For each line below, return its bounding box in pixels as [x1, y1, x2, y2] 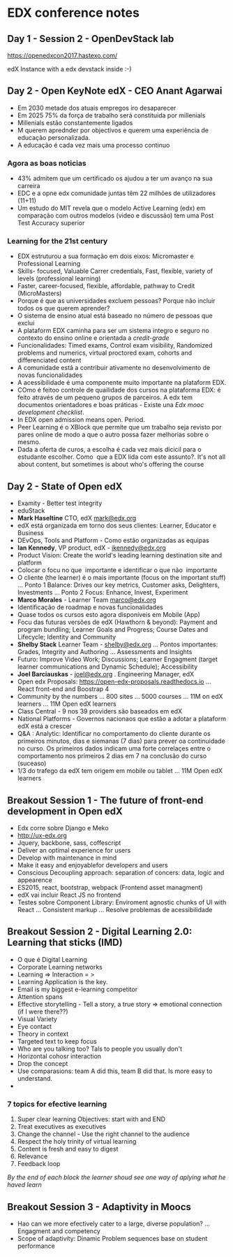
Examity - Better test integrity [17, 499, 103, 508]
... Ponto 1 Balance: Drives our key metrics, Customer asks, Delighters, [17, 581, 220, 589]
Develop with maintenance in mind [17, 853, 117, 862]
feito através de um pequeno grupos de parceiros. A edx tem [17, 393, 193, 402]
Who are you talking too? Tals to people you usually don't [17, 1044, 183, 1053]
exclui [17, 319, 35, 327]
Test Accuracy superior [17, 219, 85, 227]
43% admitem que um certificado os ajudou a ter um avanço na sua [17, 174, 213, 183]
